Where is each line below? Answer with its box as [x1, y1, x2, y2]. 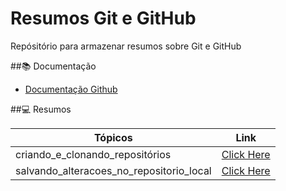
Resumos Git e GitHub [10, 7, 197, 30]
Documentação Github [24, 83, 118, 95]
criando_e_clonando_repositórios [15, 147, 172, 161]
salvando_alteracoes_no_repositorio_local [15, 163, 212, 177]
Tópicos [93, 130, 133, 144]
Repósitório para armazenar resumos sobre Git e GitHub [10, 40, 242, 52]
